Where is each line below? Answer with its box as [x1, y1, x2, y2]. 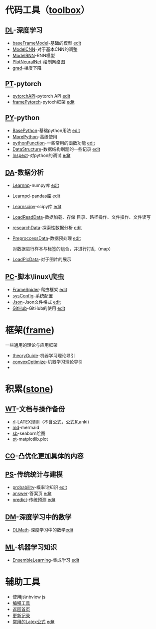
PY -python [5, 114, 40, 122]
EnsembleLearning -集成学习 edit [12, 557, 80, 563]
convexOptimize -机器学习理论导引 [12, 359, 83, 365]
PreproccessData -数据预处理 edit [12, 235, 81, 242]
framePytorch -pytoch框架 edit [12, 99, 75, 105]
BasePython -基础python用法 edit [12, 127, 80, 133]
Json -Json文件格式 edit [12, 299, 61, 305]
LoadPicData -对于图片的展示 [12, 256, 71, 262]
